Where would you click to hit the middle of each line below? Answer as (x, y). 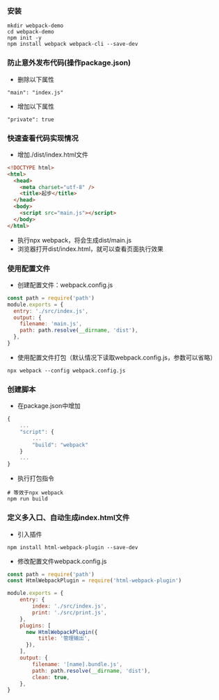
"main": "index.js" (35, 92)
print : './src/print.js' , (70, 612)
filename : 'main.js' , (51, 324)
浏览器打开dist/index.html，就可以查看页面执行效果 (90, 249)
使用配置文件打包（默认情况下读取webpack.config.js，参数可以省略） (117, 357)
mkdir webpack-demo (35, 26)
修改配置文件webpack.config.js (62, 561)
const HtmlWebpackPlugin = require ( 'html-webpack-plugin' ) (95, 581)
